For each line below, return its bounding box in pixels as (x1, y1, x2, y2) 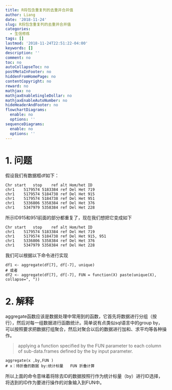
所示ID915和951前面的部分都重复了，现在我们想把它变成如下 (5, 215, 132, 221)
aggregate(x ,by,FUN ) (5, 358, 54, 363)
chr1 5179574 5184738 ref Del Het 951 (5, 196, 95, 201)
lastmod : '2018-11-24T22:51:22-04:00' (5, 41, 88, 46)
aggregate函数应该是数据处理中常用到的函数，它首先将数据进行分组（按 (5, 313, 157, 319)
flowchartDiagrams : (5, 107, 47, 112)
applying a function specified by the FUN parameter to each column (17, 343, 162, 349)
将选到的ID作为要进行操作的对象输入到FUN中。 (5, 379, 105, 386)
